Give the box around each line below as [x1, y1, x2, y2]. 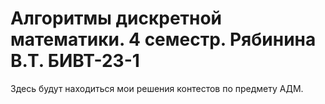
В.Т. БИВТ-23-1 [10, 50, 140, 72]
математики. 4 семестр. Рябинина [10, 28, 317, 51]
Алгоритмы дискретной [10, 7, 223, 30]
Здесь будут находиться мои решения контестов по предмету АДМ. [10, 82, 304, 94]
